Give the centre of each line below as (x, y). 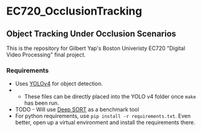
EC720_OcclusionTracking (74, 11)
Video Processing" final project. (46, 55)
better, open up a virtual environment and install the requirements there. (105, 122)
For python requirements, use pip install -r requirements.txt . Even (103, 116)
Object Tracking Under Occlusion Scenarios (91, 34)
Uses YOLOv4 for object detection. (59, 84)
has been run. (42, 103)
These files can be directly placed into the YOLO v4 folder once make (110, 97)
